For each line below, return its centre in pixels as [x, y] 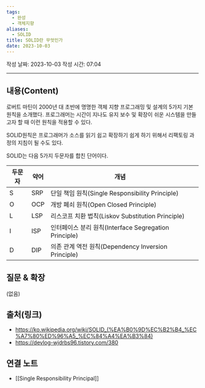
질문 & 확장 [26, 278]
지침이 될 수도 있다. [40, 142]
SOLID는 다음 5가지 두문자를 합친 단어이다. [57, 156]
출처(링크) [24, 314]
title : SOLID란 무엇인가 [34, 40]
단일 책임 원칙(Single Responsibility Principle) [114, 193]
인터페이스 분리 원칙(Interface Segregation [110, 228]
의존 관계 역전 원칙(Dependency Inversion [109, 246]
